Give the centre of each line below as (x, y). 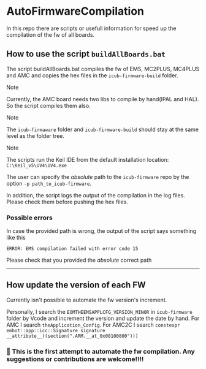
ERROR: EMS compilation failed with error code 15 (72, 249)
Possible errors (30, 218)
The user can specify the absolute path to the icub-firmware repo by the (98, 177)
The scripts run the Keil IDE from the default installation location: (88, 159)
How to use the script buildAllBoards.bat (86, 54)
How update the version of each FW (76, 285)
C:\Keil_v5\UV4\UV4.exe (37, 165)
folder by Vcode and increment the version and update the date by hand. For (103, 318)
